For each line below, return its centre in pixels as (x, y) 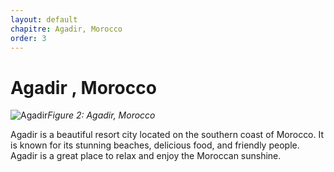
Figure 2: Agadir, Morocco (101, 115)
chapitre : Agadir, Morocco (66, 29)
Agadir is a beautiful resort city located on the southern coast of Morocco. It (167, 135)
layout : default (44, 19)
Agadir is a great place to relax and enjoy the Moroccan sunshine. (146, 156)
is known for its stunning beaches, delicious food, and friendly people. (155, 145)
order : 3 (28, 38)
